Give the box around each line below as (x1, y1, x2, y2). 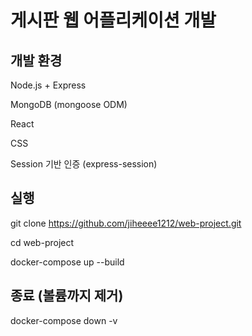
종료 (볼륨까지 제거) (10, 287, 124, 305)
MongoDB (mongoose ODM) (10, 99, 128, 110)
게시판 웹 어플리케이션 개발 (10, 9, 217, 32)
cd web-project (10, 236, 75, 248)
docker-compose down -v (10, 314, 118, 326)
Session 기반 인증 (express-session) (10, 158, 158, 170)
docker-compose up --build (10, 256, 125, 268)
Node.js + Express (10, 79, 87, 91)
